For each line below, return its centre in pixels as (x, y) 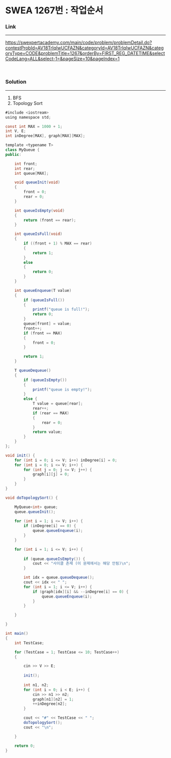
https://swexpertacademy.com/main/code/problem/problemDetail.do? (79, 43)
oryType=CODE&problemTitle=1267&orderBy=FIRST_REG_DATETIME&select (85, 53)
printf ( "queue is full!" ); (61, 309)
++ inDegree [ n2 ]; (50, 704)
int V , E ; (16, 131)
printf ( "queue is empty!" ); (62, 389)
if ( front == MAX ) (43, 333)
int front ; (26, 164)
